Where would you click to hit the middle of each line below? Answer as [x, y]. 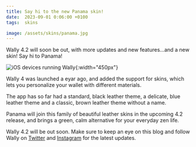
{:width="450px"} [97, 68]
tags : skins [22, 22]
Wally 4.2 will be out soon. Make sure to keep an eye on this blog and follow [98, 132]
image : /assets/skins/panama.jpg [47, 33]
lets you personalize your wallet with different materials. [74, 85]
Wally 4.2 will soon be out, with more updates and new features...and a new [98, 50]
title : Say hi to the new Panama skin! [55, 11]
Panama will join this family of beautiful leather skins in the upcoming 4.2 [94, 114]
